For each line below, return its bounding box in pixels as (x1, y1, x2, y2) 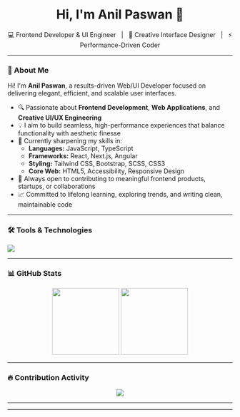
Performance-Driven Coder (79, 41, 161, 49)
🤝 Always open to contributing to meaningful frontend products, (17, 175, 206, 183)
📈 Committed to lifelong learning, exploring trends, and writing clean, (17, 190, 223, 199)
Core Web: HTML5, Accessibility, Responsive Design (28, 167, 184, 175)
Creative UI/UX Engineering (17, 113, 102, 122)
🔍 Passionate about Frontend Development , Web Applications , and (17, 103, 220, 112)
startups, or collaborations (17, 182, 96, 191)
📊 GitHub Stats (7, 269, 62, 279)
